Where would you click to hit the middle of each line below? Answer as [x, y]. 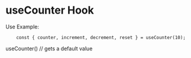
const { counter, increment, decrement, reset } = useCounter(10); [101, 37]
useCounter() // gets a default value [49, 49]
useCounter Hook [50, 10]
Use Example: [22, 27]
